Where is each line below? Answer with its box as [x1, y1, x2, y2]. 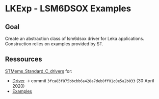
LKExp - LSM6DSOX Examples [5, 3, 132, 14]
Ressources [5, 55, 43, 64]
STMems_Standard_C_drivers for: [5, 68, 73, 74]
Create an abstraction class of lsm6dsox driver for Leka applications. [5, 35, 145, 41]
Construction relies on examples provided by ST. [5, 41, 104, 47]
